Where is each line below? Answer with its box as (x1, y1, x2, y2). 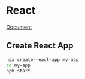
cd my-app (6, 62, 31, 68)
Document (6, 23, 32, 31)
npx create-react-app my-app (6, 56, 79, 63)
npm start (6, 68, 31, 74)
